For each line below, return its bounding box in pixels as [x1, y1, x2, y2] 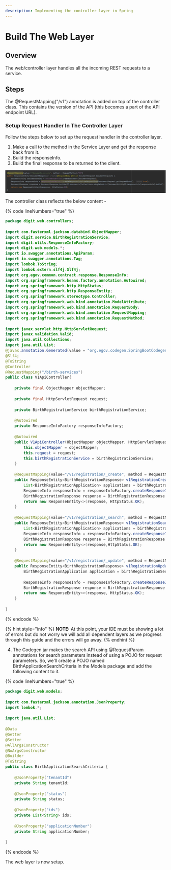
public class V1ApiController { [5, 375, 72, 380]
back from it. [12, 149, 40, 155]
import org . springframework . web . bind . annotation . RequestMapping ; [5, 310, 147, 315]
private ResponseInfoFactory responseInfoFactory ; [14, 423, 124, 429]
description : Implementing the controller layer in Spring [5, 8, 133, 13]
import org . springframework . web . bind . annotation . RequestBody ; [5, 305, 140, 310]
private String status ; [14, 796, 65, 802]
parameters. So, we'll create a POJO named [12, 657, 105, 663]
